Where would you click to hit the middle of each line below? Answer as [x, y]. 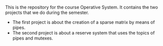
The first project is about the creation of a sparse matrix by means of [84, 22]
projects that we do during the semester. [47, 12]
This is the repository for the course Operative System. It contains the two [81, 7]
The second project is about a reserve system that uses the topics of [84, 33]
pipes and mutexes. [33, 38]
